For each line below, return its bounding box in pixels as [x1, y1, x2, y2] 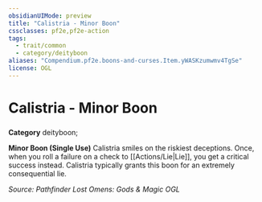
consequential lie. [8, 168, 67, 178]
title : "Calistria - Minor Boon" [8, 19, 121, 27]
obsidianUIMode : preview [8, 11, 92, 20]
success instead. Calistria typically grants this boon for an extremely [8, 160, 235, 170]
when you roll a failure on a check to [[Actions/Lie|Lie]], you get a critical [8, 151, 249, 161]
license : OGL [8, 64, 52, 72]
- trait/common [15, 42, 67, 50]
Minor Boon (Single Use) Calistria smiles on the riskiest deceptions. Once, [8, 142, 255, 153]
